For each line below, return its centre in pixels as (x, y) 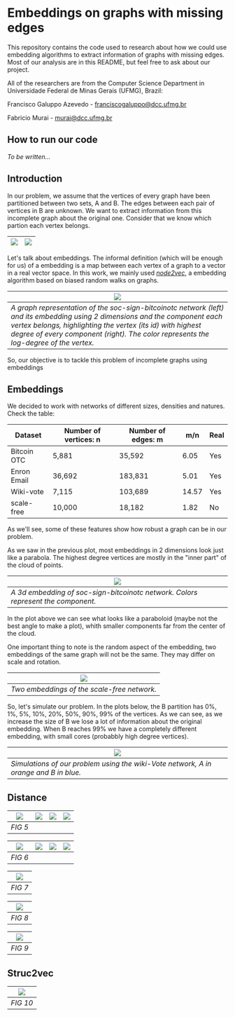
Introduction (35, 179)
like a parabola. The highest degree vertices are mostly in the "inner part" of (117, 558)
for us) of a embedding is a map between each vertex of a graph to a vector (116, 265)
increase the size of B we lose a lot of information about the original (105, 722)
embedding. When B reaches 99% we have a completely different (102, 729)
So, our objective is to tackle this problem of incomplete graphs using (107, 360)
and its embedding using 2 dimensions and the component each (117, 316)
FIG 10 (22, 1003)
